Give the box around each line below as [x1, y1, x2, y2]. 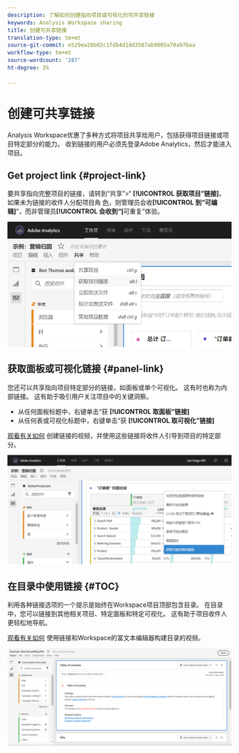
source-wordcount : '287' [7, 57, 81, 64]
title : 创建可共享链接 [7, 26, 68, 34]
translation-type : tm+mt [7, 34, 81, 41]
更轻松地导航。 [7, 618, 51, 627]
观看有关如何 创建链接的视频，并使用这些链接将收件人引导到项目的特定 [7, 431, 215, 440]
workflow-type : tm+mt [7, 49, 72, 56]
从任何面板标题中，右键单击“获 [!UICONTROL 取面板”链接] [17, 407, 190, 415]
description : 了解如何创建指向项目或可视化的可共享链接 [7, 11, 155, 19]
